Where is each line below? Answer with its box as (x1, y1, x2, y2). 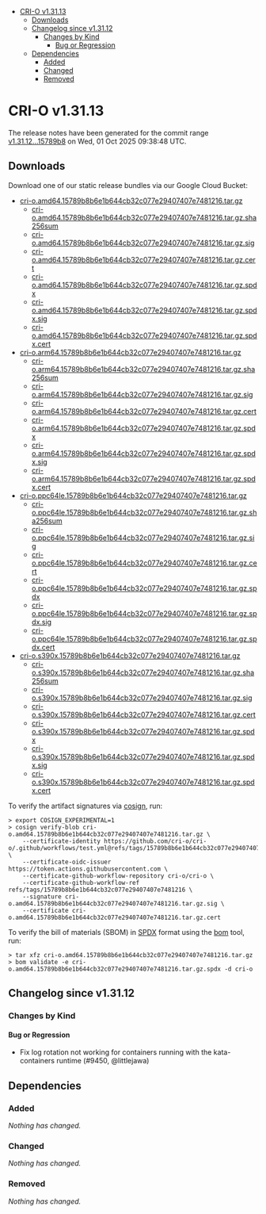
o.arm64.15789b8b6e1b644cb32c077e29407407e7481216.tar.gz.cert (31, 406, 257, 416)
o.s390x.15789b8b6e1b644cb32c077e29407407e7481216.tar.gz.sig (31, 693, 253, 703)
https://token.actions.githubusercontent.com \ (8, 864, 169, 873)
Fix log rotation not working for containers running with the (19, 1047, 212, 1057)
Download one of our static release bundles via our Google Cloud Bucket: (8, 180, 248, 190)
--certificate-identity (22, 837, 101, 845)
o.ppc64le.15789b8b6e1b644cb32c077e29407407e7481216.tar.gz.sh (31, 507, 257, 517)
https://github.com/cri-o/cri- (104, 837, 207, 845)
